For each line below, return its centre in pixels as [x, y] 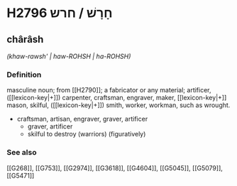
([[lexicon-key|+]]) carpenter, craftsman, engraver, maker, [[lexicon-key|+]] [117, 98]
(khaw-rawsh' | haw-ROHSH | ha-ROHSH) [69, 56]
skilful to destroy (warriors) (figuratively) [87, 134]
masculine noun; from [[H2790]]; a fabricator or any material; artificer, [109, 90]
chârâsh [25, 39]
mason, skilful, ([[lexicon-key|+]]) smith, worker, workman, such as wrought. [118, 105]
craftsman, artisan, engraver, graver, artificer [82, 119]
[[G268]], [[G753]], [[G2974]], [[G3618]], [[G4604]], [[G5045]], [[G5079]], [115, 168]
